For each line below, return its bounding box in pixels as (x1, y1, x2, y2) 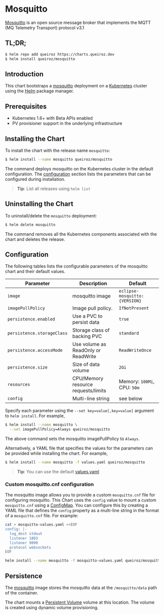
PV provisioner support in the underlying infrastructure (12, 121, 123, 127)
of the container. (5, 590, 38, 596)
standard (119, 331, 139, 336)
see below (119, 395, 143, 402)
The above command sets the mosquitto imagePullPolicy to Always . (5, 436, 140, 442)
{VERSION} (119, 298, 142, 304)
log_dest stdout (9, 531, 42, 536)
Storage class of (72, 327, 110, 334)
